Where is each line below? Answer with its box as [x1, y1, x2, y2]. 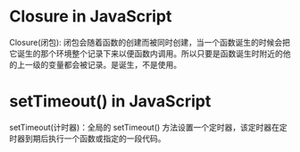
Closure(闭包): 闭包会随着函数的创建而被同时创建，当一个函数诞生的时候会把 [9, 37, 291, 47]
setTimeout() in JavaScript [9, 91, 212, 112]
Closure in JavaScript [9, 6, 172, 27]
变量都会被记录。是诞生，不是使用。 [47, 59, 181, 70]
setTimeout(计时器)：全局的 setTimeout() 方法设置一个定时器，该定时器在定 [9, 122, 287, 132]
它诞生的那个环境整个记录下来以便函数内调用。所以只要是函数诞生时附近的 [9, 47, 283, 59]
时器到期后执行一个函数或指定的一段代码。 [9, 132, 166, 144]
